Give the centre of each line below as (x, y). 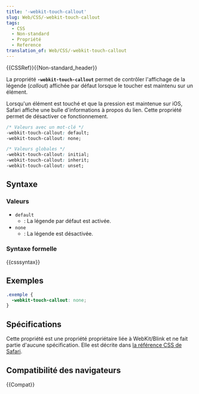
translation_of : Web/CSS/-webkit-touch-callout (67, 51)
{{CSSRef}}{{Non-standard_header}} (52, 68)
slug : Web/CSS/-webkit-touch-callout (53, 17)
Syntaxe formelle (32, 249)
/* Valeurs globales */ (36, 149)
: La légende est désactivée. (59, 233)
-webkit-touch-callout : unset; (45, 166)
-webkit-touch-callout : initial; (48, 155)
